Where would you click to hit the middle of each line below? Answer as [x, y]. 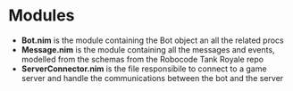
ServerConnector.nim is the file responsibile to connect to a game [144, 69]
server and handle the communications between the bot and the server [152, 78]
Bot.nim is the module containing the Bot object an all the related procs [153, 40]
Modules [42, 16]
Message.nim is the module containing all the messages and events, [148, 49]
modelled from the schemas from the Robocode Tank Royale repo [142, 59]
